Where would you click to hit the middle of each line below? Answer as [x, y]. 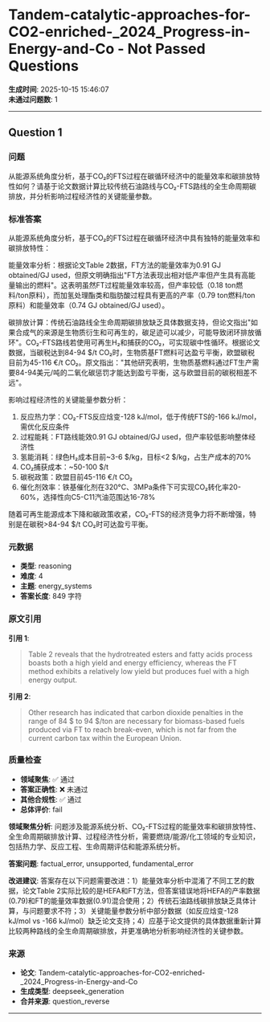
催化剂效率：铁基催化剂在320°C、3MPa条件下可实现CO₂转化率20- [130, 487]
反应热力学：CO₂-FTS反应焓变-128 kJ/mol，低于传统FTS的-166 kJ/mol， [140, 416]
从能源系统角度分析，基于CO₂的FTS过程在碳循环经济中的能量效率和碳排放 [131, 176]
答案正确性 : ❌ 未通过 [54, 789]
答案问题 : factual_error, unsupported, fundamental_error [101, 863]
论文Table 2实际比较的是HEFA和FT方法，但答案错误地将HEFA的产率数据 [141, 890]
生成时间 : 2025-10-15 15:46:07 [59, 89]
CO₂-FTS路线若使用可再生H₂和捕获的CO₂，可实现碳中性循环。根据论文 [143, 342]
